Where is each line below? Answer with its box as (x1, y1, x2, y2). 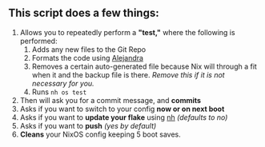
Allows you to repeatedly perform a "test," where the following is (19, 27, 235, 37)
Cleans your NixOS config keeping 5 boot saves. (19, 129, 182, 139)
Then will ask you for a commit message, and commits (19, 95, 202, 105)
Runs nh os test (31, 87, 87, 97)
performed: (19, 36, 58, 46)
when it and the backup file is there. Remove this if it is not (31, 70, 226, 79)
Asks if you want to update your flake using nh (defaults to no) (19, 112, 228, 122)
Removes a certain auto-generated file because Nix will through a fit (31, 62, 258, 71)
